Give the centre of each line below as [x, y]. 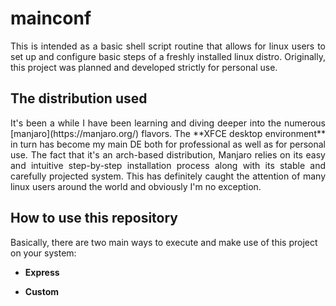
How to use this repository [94, 218]
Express [42, 272]
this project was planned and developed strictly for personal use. [144, 67]
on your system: [43, 253]
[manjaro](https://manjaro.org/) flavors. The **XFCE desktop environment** [168, 133]
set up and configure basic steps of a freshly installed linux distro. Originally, [168, 56]
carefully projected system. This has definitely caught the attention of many [168, 176]
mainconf [51, 18]
